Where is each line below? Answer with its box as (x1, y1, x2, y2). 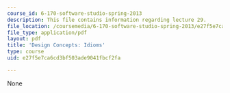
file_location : (7, 23, 51, 29)
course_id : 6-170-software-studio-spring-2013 (7, 10, 142, 17)
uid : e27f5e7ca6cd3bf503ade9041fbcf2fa (7, 55, 121, 62)
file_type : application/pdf (7, 29, 88, 36)
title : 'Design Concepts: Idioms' (7, 42, 106, 49)
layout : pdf (7, 36, 41, 42)
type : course (7, 49, 44, 55)
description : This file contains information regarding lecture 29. (7, 16, 207, 23)
